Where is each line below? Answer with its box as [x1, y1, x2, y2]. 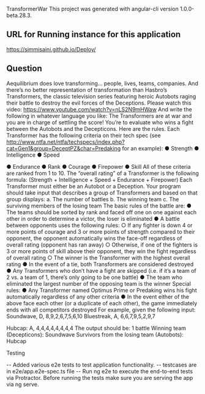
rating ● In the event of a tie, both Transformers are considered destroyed [6, 260, 194, 268]
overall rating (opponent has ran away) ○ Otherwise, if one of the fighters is [6, 241, 198, 248]
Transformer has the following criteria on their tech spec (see [6, 132, 161, 139]
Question [6, 64, 42, 74]
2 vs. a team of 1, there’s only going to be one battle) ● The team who [6, 273, 182, 281]
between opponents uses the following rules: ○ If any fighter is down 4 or [6, 221, 193, 229]
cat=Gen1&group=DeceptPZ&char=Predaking [6, 144, 121, 152]
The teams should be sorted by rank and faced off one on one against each [6, 208, 197, 216]
